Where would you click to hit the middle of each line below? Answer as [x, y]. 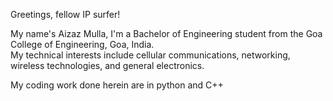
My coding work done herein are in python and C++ [117, 85]
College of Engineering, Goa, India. [82, 44]
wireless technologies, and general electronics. [107, 65]
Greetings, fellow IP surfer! [65, 14]
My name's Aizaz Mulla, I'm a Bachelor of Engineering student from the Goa [166, 33]
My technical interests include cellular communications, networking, [150, 55]
